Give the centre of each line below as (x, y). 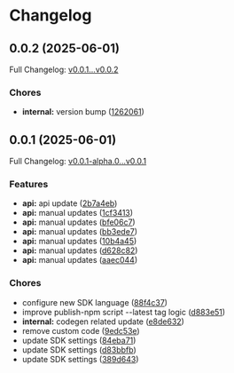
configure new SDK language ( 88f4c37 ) (95, 302)
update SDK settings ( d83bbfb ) (79, 349)
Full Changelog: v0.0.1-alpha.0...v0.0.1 (78, 162)
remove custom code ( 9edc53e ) (81, 330)
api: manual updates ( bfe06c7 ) (78, 222)
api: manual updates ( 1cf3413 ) (78, 213)
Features (29, 185)
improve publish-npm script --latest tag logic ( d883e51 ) (124, 312)
